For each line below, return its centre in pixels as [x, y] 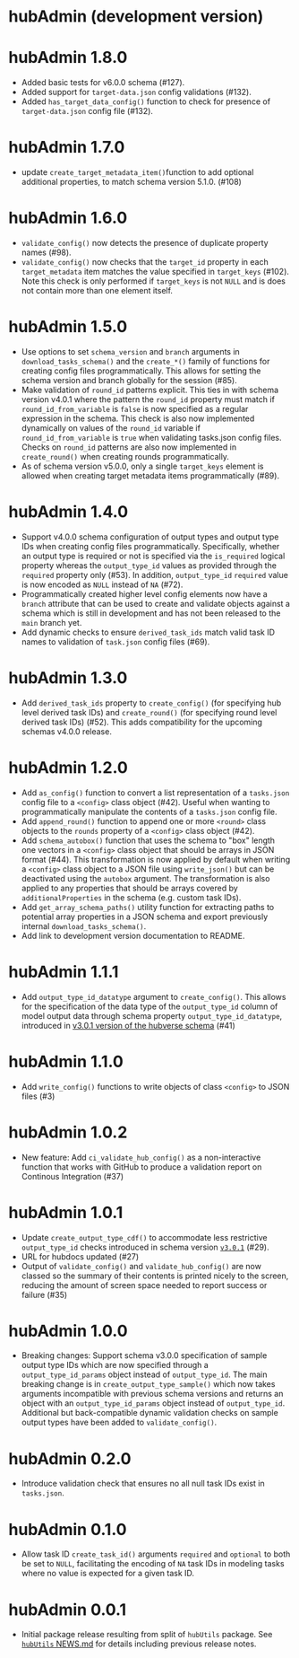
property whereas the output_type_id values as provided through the [149, 565]
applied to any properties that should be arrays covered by [129, 888]
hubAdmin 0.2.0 [70, 1458]
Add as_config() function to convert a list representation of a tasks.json [155, 793]
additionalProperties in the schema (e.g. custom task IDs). [131, 897]
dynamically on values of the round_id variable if [111, 427]
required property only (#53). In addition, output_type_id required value [154, 575]
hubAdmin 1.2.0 [68, 768]
